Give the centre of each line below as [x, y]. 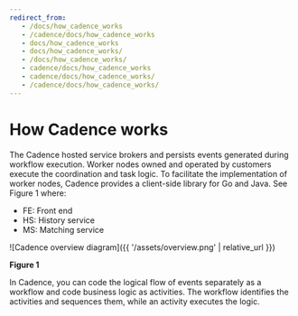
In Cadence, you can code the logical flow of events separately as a [135, 282]
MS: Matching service [63, 229]
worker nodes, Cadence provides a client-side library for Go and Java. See [149, 183]
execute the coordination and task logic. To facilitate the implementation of [148, 173]
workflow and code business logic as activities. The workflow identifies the [149, 292]
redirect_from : [38, 18]
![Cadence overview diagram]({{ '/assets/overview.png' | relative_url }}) [142, 247]
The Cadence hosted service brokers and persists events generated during [149, 154]
